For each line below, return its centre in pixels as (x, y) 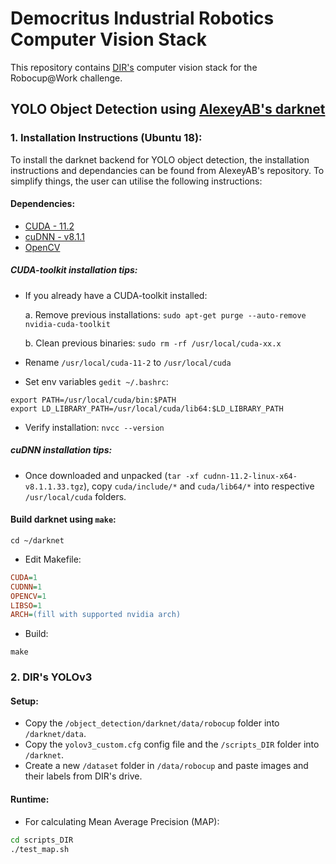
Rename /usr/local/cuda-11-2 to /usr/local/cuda (128, 362)
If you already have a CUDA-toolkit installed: (116, 295)
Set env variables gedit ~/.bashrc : (96, 381)
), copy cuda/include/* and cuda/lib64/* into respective (199, 486)
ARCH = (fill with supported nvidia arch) (96, 615)
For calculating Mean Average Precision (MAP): (122, 821)
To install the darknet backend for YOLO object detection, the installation (160, 159)
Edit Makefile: (53, 559)
